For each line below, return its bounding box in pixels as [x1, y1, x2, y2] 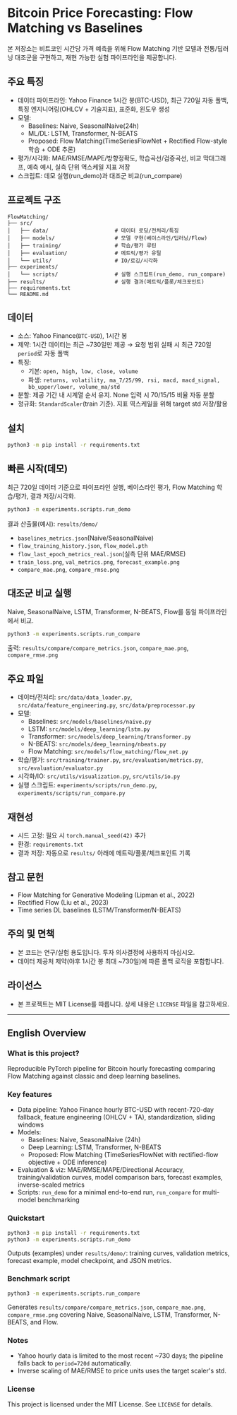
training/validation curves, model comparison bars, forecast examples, [17, 1173, 224, 1182]
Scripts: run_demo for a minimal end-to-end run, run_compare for [17, 1188, 201, 1197]
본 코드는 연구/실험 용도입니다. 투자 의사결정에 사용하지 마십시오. [17, 948, 195, 956]
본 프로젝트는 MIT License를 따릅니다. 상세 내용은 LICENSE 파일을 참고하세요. [17, 999, 230, 1008]
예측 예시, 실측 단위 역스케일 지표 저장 [27, 163, 130, 171]
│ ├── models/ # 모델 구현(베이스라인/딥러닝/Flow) [7, 235, 208, 242]
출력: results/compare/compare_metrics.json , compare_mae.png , [7, 644, 189, 652]
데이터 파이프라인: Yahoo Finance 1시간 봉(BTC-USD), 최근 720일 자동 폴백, [17, 95, 229, 104]
